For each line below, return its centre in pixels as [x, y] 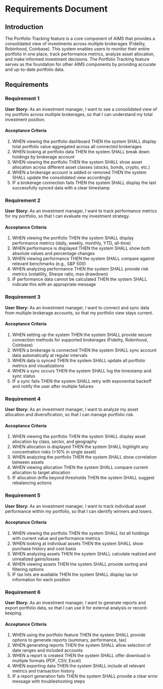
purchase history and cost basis [44, 548]
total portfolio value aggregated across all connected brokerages [77, 146]
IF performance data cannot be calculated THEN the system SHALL [79, 279]
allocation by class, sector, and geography [54, 442]
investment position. [25, 119]
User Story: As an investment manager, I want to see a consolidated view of [81, 109]
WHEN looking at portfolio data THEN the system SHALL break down [81, 151]
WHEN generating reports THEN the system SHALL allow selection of [81, 645]
